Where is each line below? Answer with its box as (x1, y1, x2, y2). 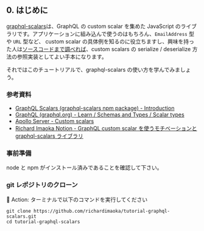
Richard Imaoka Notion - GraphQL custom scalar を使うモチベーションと (15, 125, 197, 132)
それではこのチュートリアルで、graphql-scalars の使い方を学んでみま (6, 66, 181, 73)
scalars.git (6, 213, 37, 219)
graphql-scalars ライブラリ (15, 132, 84, 140)
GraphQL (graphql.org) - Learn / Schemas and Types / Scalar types (15, 111, 185, 118)
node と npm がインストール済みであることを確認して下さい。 (6, 164, 163, 171)
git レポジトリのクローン (6, 181, 78, 190)
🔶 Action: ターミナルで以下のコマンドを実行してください (6, 196, 148, 203)
